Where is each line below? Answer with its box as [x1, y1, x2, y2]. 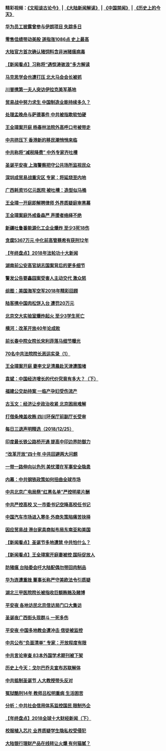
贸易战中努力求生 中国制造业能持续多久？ [5, 99, 91, 105]
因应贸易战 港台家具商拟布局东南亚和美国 [5, 526, 91, 533]
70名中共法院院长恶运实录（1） [5, 351, 71, 357]
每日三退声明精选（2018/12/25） [5, 426, 74, 432]
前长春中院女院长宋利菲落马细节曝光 [5, 338, 81, 344]
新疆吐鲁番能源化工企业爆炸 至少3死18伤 [5, 225, 90, 231]
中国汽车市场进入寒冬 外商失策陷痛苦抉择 [5, 514, 91, 520]
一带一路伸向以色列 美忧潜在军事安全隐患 [5, 463, 91, 470]
